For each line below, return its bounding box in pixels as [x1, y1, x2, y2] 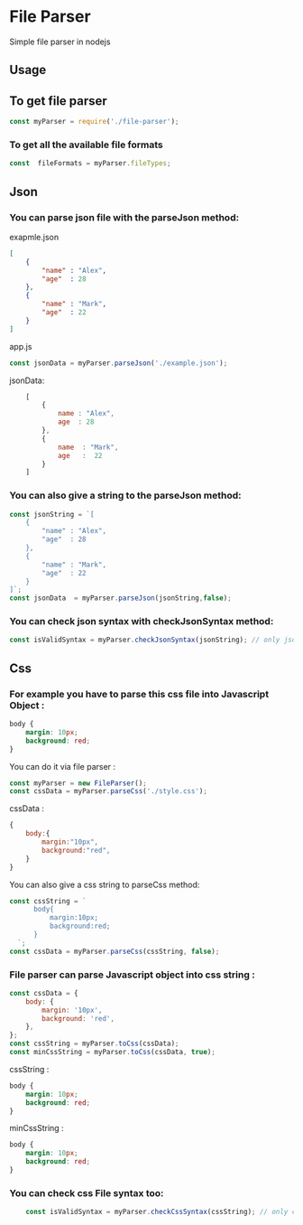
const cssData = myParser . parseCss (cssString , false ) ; [9, 947, 220, 956]
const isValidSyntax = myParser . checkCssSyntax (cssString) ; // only [25, 1208, 289, 1217]
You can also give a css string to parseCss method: [9, 879, 200, 890]
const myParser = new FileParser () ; [9, 779, 147, 788]
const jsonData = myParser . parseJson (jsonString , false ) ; [9, 594, 232, 603]
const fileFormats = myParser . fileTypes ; [9, 159, 171, 168]
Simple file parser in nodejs [9, 36, 111, 47]
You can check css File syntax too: [9, 1186, 164, 1199]
